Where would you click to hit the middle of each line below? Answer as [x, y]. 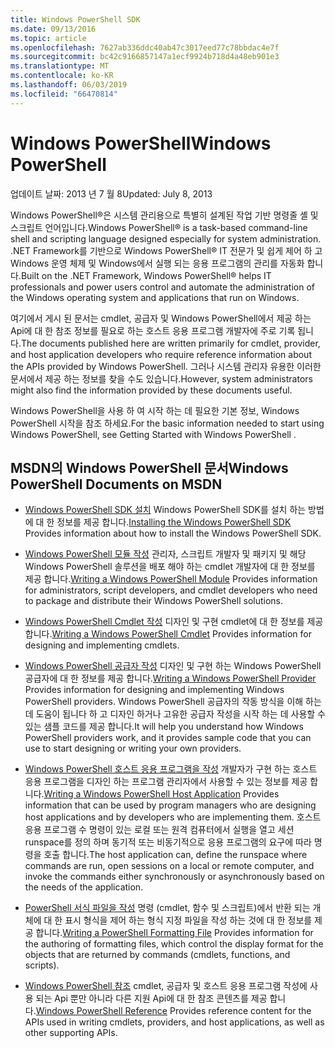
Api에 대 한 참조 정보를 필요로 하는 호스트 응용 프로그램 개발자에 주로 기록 [153, 330]
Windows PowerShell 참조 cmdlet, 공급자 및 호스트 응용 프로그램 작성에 [166, 986]
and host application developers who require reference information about [161, 354]
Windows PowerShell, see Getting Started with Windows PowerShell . [153, 434]
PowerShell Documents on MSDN [116, 484]
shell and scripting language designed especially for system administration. [166, 238]
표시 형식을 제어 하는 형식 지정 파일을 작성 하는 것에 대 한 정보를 [188, 920]
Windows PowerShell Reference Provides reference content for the [173, 1011]
